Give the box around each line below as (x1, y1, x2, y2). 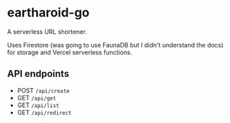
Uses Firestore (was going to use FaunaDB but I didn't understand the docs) (7, 41, 224, 49)
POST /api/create (17, 86, 70, 94)
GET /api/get (17, 93, 57, 102)
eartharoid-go (7, 5, 90, 21)
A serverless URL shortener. (7, 27, 88, 36)
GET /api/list (17, 101, 60, 109)
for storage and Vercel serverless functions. (7, 48, 133, 56)
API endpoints (7, 68, 70, 80)
